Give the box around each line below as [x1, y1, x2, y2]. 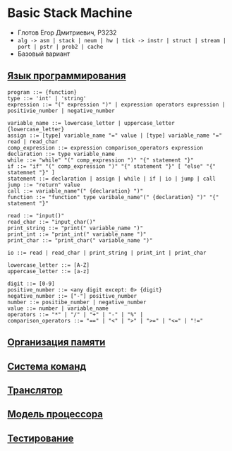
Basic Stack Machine [7, 5, 133, 21]
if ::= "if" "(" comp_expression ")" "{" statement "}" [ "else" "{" [7, 162, 216, 170]
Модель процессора [7, 408, 104, 421]
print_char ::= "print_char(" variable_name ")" [7, 236, 153, 244]
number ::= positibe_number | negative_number [7, 299, 147, 306]
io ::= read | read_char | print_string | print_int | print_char [7, 249, 207, 256]
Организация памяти [7, 337, 106, 349]
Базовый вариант [17, 49, 71, 58]
